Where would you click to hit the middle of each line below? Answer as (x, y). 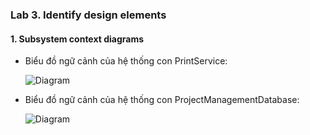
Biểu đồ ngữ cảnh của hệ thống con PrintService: (126, 61)
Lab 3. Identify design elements (88, 15)
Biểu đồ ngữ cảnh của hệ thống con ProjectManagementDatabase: (162, 100)
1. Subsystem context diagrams (77, 39)
